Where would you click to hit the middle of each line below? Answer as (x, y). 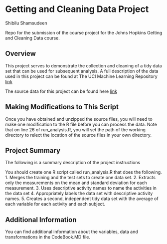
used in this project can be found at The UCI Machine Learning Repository (82, 76)
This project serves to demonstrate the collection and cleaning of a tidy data (83, 65)
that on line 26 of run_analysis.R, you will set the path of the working (76, 129)
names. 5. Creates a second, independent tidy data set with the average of (82, 199)
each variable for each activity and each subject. (55, 204)
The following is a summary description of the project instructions (73, 163)
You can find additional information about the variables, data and (72, 232)
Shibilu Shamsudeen (26, 23)
